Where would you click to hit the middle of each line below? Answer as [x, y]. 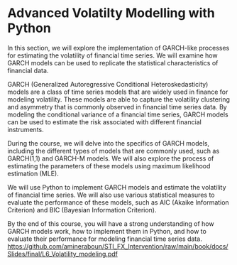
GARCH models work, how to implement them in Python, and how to [107, 231]
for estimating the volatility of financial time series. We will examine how [112, 55]
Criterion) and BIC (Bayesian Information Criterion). [82, 210]
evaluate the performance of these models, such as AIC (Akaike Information [118, 202]
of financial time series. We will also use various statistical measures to [111, 195]
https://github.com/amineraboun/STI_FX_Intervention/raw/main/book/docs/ [118, 246]
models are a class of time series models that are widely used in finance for [118, 92]
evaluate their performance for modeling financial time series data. [105, 239]
